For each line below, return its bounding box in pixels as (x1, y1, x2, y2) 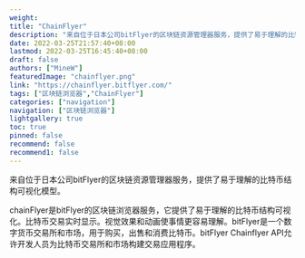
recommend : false (9, 139, 75, 148)
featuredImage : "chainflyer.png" (9, 72, 136, 81)
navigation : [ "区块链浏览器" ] (9, 106, 115, 115)
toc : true (9, 123, 47, 132)
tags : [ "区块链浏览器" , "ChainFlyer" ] (9, 89, 144, 98)
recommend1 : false (9, 148, 79, 157)
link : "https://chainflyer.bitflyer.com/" (9, 81, 172, 90)
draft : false (9, 55, 59, 64)
